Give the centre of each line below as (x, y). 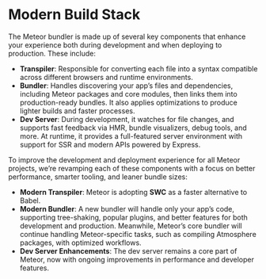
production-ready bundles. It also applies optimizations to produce (128, 102)
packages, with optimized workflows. (80, 243)
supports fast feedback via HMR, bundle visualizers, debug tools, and (133, 128)
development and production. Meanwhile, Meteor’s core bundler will (131, 225)
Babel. (30, 201)
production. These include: (52, 53)
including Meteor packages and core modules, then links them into (128, 94)
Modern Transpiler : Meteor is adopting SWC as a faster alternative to (133, 192)
